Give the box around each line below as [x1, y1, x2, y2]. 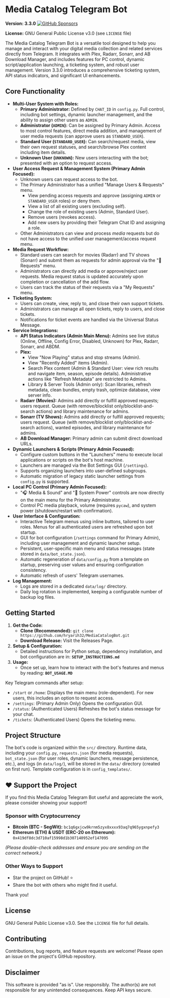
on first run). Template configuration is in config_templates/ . [5, 766, 132, 772]
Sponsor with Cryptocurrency [5, 813, 81, 820]
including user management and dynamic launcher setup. [20, 540, 141, 546]
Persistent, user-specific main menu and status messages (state [20, 545, 155, 552]
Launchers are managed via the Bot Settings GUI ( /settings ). [20, 462, 149, 468]
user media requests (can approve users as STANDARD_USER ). [20, 133, 145, 139]
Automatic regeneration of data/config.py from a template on [20, 556, 149, 562]
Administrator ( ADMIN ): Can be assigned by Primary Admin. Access [20, 122, 161, 128]
